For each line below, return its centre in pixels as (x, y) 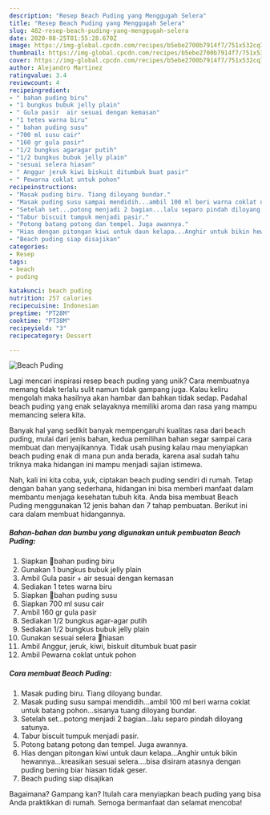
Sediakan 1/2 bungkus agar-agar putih (84, 621)
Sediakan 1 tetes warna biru (66, 587)
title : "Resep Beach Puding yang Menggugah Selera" (97, 23)
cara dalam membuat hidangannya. (67, 514)
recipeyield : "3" (38, 328)
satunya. (35, 728)
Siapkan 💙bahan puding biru (67, 561)
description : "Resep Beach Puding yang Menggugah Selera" (108, 16)
